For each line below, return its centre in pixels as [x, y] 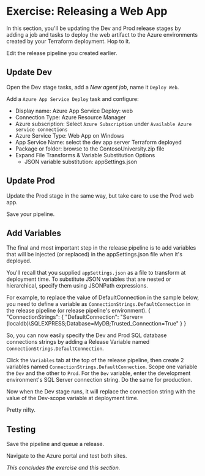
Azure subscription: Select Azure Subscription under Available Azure [103, 124]
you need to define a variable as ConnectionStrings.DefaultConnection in [99, 304]
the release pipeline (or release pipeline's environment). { [79, 311]
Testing [21, 429]
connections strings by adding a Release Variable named [78, 342]
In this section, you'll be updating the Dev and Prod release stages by [94, 28]
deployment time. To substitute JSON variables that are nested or [89, 279]
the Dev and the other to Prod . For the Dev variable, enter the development [99, 373]
